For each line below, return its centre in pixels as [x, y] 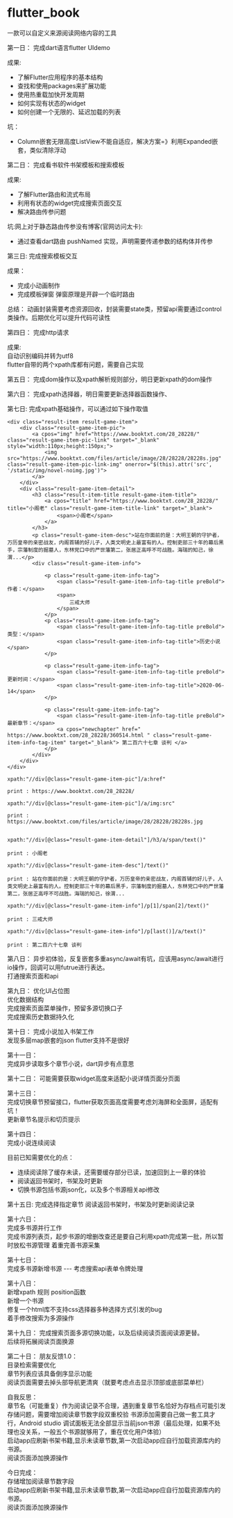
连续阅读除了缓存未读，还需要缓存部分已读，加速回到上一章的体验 [111, 1172]
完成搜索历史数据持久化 [41, 1017]
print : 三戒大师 [30, 919]
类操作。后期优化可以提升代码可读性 [59, 317]
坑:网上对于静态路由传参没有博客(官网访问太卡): [75, 226]
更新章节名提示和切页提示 [44, 1119]
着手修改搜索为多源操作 [41, 1318]
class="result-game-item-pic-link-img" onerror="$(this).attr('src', [110, 464]
